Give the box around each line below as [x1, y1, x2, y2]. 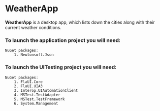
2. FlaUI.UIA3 [14, 83, 43, 89]
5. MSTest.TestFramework [14, 97, 65, 102]
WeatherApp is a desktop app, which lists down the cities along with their [5, 19, 155, 25]
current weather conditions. [5, 24, 62, 30]
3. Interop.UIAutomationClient [14, 88, 78, 93]
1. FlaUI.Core [14, 79, 43, 84]
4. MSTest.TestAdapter [14, 92, 61, 97]
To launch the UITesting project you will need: [5, 64, 117, 71]
